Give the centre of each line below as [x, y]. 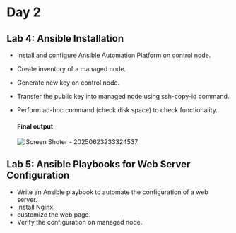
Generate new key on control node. [68, 83]
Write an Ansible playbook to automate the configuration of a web [113, 192]
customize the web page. [54, 215]
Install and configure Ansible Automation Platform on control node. [114, 55]
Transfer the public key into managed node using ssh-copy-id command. [123, 96]
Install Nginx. [36, 207]
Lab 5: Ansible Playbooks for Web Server [99, 164]
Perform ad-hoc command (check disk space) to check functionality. [117, 110]
